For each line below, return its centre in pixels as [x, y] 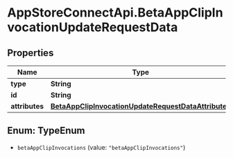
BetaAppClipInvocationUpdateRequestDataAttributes [141, 106]
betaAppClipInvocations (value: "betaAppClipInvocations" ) [101, 147]
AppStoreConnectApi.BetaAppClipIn [115, 13]
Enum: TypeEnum [46, 131]
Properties [31, 53]
